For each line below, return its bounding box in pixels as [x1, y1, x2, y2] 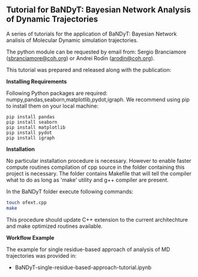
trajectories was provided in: [6, 252, 77, 259]
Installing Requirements [6, 78, 67, 85]
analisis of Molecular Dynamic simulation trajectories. [6, 36, 139, 44]
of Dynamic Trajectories [6, 14, 98, 25]
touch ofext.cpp [6, 199, 47, 205]
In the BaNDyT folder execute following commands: [6, 187, 134, 195]
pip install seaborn [6, 119, 58, 125]
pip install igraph [6, 135, 55, 141]
